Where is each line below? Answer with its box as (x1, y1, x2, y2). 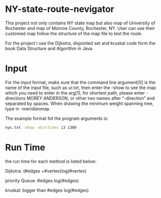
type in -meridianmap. (5, 105, 51, 111)
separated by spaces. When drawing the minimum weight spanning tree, (5, 100, 154, 106)
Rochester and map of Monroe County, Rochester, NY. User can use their (5, 25, 156, 31)
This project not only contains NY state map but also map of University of (5, 20, 156, 26)
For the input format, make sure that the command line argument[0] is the (5, 79, 156, 85)
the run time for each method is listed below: (5, 158, 97, 164)
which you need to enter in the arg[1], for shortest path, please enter (5, 90, 145, 96)
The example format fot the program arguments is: (5, 115, 109, 121)
